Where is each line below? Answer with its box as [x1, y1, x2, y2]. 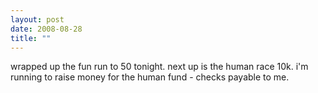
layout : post [10, 14, 65, 25]
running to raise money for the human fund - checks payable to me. [10, 71, 290, 83]
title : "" [10, 33, 52, 43]
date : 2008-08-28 [10, 24, 83, 34]
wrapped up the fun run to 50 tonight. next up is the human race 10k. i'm [10, 61, 309, 73]
